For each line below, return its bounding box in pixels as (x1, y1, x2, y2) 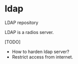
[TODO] (4, 38, 21, 45)
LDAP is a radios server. (4, 29, 54, 35)
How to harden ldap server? (11, 48, 69, 54)
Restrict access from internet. (11, 53, 73, 60)
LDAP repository (4, 19, 38, 25)
